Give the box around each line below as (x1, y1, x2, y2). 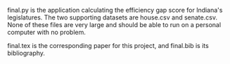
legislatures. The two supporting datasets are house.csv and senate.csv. (7, 13, 218, 22)
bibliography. (7, 49, 46, 57)
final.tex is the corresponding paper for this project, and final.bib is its (7, 42, 209, 49)
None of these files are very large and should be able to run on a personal (7, 21, 222, 29)
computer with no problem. (7, 28, 86, 36)
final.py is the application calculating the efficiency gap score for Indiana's (7, 6, 223, 14)
